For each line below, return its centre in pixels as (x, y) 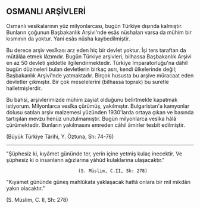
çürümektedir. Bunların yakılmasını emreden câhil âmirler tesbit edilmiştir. (96, 125)
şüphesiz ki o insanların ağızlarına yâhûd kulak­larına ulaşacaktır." (85, 160)
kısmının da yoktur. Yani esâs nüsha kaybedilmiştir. (68, 38)
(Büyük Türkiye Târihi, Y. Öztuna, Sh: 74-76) (60, 136)
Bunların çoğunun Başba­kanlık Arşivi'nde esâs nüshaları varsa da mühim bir (99, 32)
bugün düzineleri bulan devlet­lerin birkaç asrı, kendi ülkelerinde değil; (91, 69)
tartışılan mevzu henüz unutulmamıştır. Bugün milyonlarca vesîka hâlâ (91, 118)
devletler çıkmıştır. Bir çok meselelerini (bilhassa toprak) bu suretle (88, 82)
